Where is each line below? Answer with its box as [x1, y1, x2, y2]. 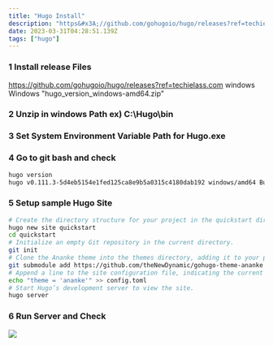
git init [8, 246, 38, 254]
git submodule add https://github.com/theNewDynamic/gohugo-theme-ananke [8, 261, 264, 269]
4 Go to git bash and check [8, 152, 116, 163]
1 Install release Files [8, 62, 92, 73]
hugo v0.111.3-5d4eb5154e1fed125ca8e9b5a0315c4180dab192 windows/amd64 [8, 178, 256, 187]
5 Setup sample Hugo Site [8, 197, 113, 209]
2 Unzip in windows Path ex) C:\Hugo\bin [8, 109, 174, 120]
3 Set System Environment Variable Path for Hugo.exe [8, 131, 226, 142]
